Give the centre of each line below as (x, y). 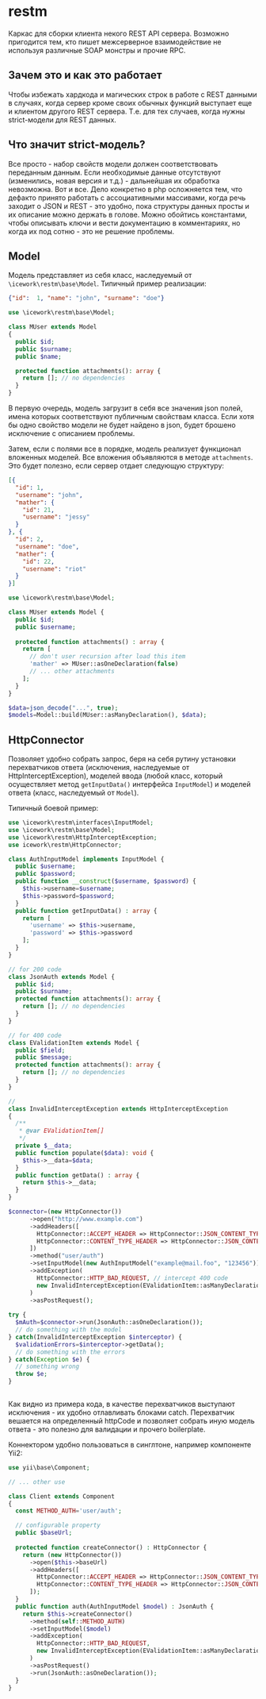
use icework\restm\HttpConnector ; (65, 845)
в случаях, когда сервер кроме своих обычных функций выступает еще (130, 102)
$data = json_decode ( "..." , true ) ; (63, 708)
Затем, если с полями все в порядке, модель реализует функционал (125, 449)
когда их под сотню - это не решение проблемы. (91, 231)
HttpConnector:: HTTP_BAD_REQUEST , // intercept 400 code (132, 1278)
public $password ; (46, 874)
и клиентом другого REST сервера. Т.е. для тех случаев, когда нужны (127, 111)
